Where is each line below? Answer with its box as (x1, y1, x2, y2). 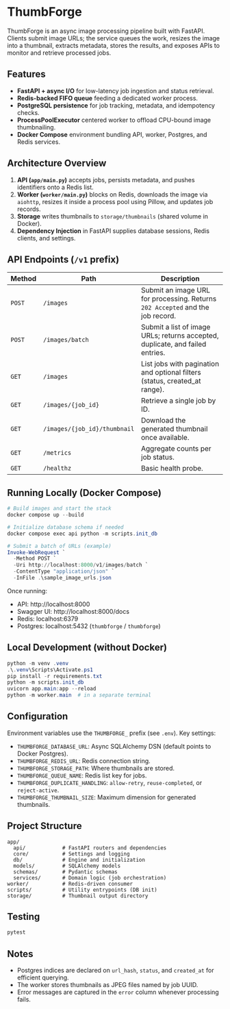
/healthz (43, 464, 72, 473)
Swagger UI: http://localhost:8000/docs (16, 607, 130, 615)
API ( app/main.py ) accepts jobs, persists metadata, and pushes (16, 175, 195, 184)
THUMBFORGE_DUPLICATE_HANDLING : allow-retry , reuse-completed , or (16, 778, 203, 786)
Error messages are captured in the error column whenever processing (16, 988, 219, 997)
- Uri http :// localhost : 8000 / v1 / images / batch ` (13, 562, 149, 569)
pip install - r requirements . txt (7, 673, 103, 680)
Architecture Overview (7, 158, 107, 169)
